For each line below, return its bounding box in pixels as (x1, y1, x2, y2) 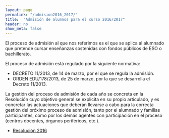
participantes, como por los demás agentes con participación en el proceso (5, 112, 162, 119)
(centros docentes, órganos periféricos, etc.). (5, 118, 100, 124)
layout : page (5, 7, 33, 13)
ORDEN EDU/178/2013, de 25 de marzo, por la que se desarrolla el (12, 76, 150, 82)
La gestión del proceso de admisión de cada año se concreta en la (5, 91, 144, 97)
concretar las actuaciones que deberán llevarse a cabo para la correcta (5, 102, 154, 108)
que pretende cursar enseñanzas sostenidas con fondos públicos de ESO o (5, 45, 162, 52)
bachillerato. (5, 51, 31, 57)
